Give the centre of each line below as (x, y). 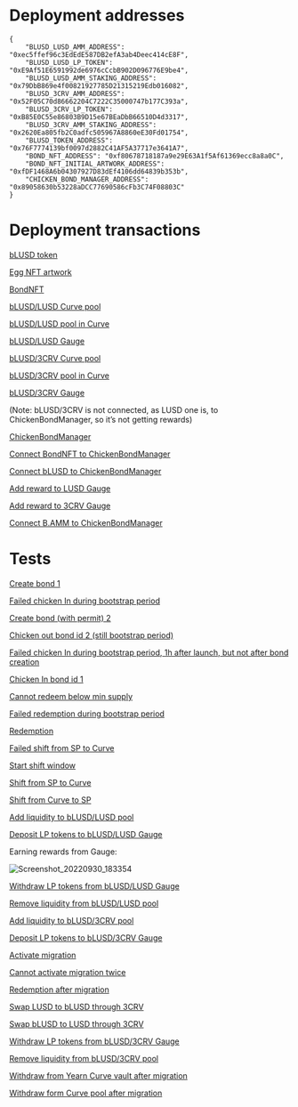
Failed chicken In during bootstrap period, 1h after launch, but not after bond (149, 652)
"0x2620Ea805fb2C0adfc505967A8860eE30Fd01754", (99, 133)
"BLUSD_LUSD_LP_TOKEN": (69, 62)
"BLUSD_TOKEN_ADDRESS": (69, 140)
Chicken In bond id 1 (46, 679)
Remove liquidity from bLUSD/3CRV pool (84, 1058)
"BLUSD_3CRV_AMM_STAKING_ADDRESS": (91, 125)
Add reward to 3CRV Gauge (60, 505)
